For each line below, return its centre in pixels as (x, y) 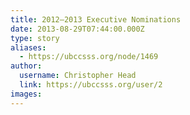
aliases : (28, 47)
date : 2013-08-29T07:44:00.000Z (77, 29)
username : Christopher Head (78, 76)
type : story (35, 38)
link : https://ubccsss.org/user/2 (91, 85)
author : (26, 66)
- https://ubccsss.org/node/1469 (89, 57)
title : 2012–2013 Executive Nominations (96, 19)
